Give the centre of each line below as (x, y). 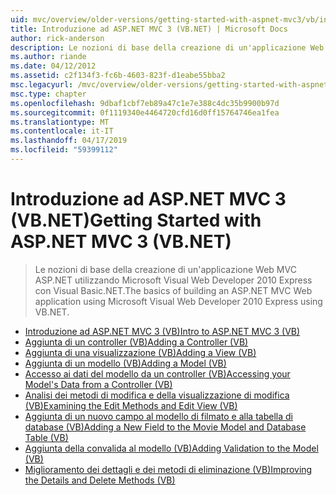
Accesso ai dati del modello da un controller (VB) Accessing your (157, 373)
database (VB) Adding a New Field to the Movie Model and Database (165, 427)
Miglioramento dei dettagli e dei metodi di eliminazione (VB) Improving (168, 469)
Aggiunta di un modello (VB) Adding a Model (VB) (125, 363)
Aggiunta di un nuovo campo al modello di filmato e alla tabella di (158, 416)
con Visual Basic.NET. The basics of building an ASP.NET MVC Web (173, 290)
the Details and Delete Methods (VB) (100, 480)
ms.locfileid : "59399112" (64, 150)
